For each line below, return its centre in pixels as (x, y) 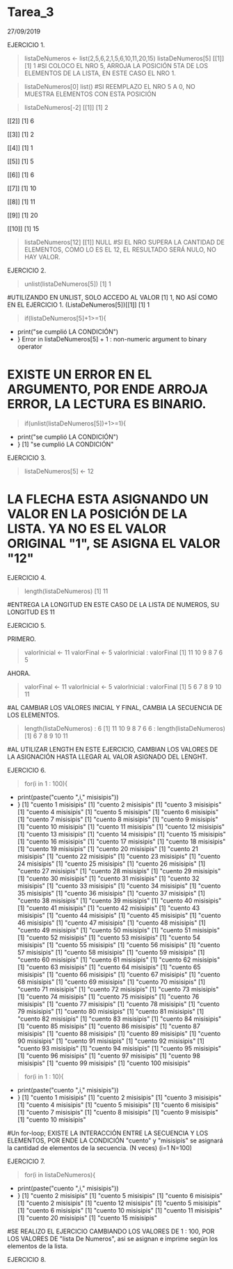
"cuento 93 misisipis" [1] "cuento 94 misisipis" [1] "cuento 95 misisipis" (119, 1048)
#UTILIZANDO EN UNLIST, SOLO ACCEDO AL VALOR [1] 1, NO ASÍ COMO (112, 297)
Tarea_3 (31, 12)
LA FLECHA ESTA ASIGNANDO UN (108, 500)
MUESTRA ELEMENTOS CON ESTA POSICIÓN (90, 94)
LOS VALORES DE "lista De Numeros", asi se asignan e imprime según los (113, 1238)
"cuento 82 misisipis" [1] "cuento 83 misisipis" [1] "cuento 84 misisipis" (119, 1019)
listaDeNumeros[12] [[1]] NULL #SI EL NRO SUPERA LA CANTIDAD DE (124, 242)
